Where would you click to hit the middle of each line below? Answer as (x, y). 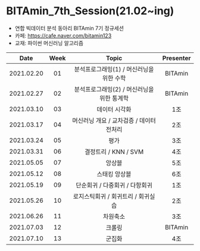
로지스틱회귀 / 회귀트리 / (105, 196)
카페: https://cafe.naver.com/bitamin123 (63, 35)
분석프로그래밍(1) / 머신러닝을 (114, 69)
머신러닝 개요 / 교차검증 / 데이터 (114, 120)
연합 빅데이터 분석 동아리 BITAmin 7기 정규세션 (69, 28)
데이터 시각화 (114, 109)
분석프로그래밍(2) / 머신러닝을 (114, 89)
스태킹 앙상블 (114, 174)
